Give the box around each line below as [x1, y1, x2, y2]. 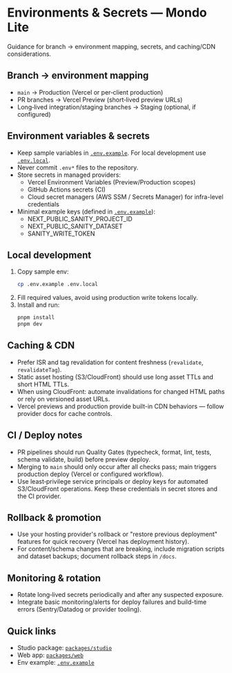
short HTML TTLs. [17, 380, 70, 388]
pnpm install [17, 314, 55, 321]
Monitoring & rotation [7, 572, 101, 584]
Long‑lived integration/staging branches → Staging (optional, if [17, 102, 197, 111]
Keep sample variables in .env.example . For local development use [17, 149, 206, 157]
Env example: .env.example [17, 658, 95, 667]
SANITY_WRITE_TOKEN [27, 229, 95, 238]
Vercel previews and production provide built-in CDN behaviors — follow [17, 402, 224, 410]
